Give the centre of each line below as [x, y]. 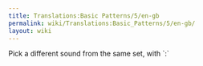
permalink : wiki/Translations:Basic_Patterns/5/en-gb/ [102, 23]
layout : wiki [30, 31]
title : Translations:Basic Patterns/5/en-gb [84, 16]
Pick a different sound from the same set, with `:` [89, 54]
